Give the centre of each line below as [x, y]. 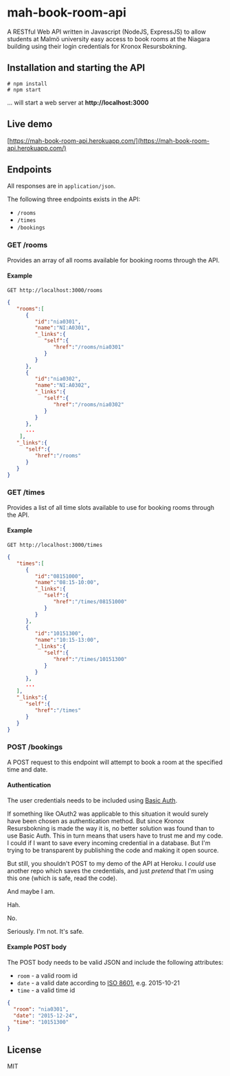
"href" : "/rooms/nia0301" [89, 347]
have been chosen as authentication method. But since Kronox [96, 821]
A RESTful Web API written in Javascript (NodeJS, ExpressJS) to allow [107, 32]
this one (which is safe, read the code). [62, 878]
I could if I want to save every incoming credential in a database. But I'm [109, 842]
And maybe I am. [31, 891]
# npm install [27, 84]
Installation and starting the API [76, 68]
